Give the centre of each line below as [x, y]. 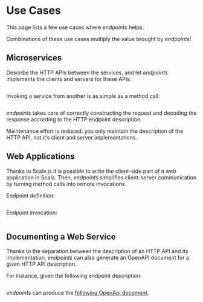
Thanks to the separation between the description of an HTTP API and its [97, 251]
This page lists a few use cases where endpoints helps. [75, 27]
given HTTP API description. [41, 264]
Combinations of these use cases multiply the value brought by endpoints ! [99, 39]
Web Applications [40, 157]
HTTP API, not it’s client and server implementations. [72, 137]
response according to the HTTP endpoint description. [74, 119]
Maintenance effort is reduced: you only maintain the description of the [95, 131]
